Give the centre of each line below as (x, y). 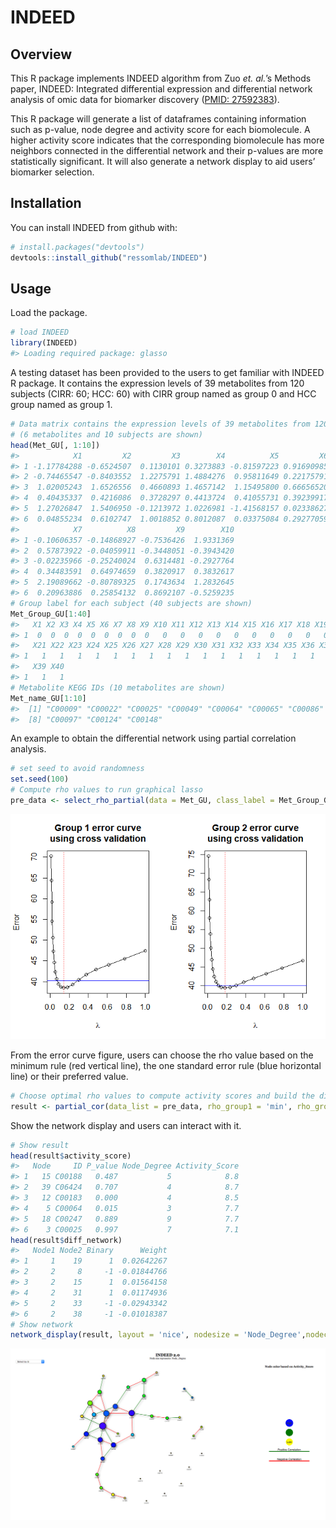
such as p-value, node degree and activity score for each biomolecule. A (160, 129)
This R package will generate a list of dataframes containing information (158, 119)
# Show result (40, 1145)
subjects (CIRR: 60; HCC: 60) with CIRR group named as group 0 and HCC (163, 394)
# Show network (42, 1324)
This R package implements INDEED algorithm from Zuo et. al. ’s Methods (161, 78)
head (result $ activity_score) (71, 1156)
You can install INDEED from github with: (94, 227)
